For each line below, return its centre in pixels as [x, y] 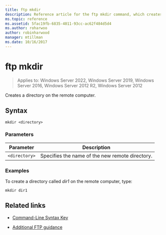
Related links [25, 206]
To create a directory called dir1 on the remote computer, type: [69, 181]
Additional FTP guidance [37, 227]
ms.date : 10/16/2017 [26, 42]
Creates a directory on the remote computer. [50, 95]
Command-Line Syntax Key [40, 217]
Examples [17, 171]
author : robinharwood [27, 33]
